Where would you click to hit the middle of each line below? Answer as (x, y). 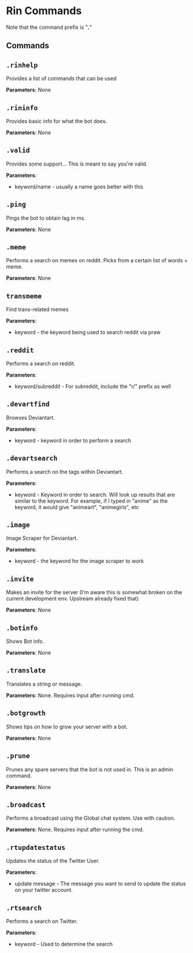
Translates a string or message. (44, 684)
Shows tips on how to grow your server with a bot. (67, 727)
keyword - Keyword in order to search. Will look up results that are (94, 494)
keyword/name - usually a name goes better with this (79, 186)
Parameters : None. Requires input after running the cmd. (75, 830)
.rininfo (22, 108)
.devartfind (28, 404)
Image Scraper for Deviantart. (42, 538)
